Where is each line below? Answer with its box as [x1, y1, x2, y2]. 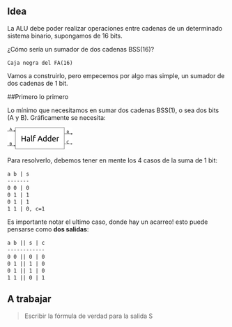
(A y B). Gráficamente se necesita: [7, 113, 106, 121]
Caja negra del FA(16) [7, 59, 73, 66]
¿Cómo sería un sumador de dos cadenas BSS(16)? [7, 45, 155, 53]
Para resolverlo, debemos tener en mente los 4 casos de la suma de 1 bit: [7, 156, 218, 165]
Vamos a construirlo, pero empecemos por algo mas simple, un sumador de [7, 71, 225, 79]
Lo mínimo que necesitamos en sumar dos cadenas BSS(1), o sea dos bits [7, 106, 219, 114]
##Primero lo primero [7, 92, 69, 100]
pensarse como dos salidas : [7, 225, 89, 233]
